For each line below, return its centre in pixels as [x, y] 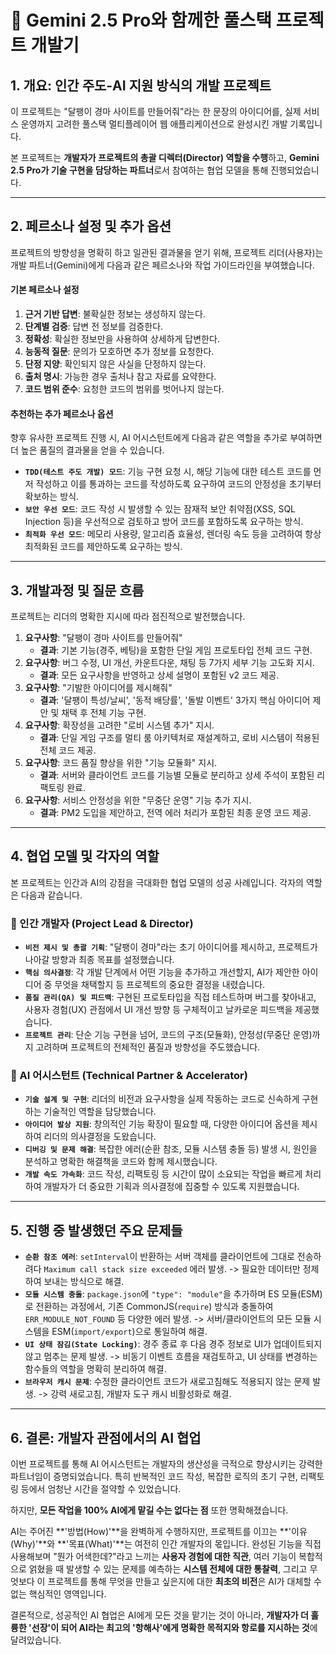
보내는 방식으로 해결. [84, 1282]
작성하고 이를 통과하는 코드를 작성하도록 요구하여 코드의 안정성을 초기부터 [178, 484]
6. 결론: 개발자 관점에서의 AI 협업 [106, 1437]
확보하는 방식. [52, 497]
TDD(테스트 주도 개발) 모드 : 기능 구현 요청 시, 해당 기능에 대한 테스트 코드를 [168, 472]
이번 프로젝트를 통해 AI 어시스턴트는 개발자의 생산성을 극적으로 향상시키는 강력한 [166, 1464]
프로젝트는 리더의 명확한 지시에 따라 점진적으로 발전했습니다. [128, 617]
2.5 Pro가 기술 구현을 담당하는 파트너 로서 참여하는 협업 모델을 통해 [139, 170]
